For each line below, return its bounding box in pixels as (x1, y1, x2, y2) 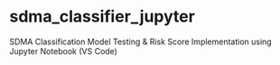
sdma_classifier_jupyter (9, 6, 196, 27)
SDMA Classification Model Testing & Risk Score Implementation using (9, 36, 273, 47)
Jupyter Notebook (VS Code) (9, 45, 117, 56)
